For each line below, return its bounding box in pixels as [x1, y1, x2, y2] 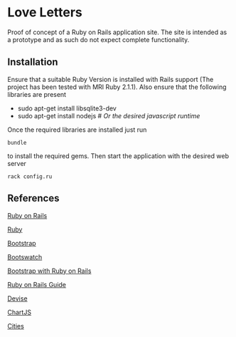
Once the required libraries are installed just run [7, 125, 147, 134]
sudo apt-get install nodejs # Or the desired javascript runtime [17, 111, 200, 120]
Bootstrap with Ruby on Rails [7, 266, 92, 275]
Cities [7, 321, 25, 330]
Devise [7, 294, 28, 303]
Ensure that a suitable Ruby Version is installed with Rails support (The [7, 75, 214, 83]
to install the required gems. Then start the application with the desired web [7, 151, 230, 160]
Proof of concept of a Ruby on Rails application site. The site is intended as [7, 28, 227, 36]
